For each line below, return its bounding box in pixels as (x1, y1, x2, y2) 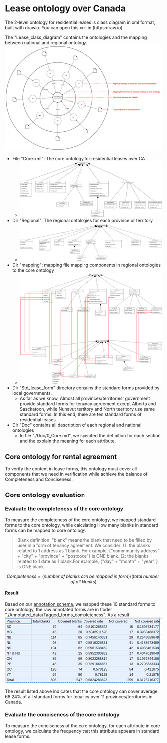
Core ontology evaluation (5, 491, 85, 499)
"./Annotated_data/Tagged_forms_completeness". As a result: (5, 612, 131, 618)
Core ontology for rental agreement (5, 452, 117, 461)
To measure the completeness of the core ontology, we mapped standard (5, 517, 156, 523)
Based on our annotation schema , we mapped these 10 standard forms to (5, 601, 156, 607)
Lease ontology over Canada (5, 3, 126, 14)
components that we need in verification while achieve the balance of (5, 471, 148, 477)
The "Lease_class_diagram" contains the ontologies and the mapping (5, 34, 147, 40)
